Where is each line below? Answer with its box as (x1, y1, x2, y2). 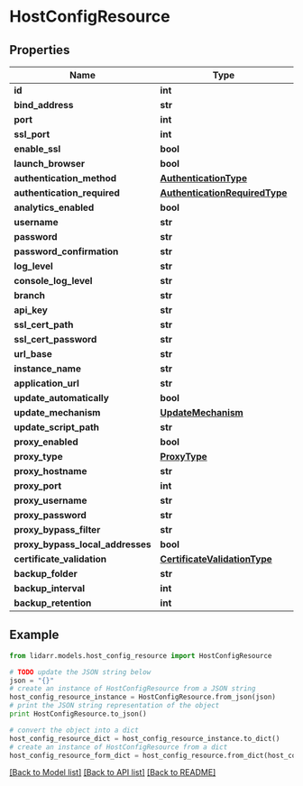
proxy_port (14, 480, 62, 492)
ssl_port (14, 128, 50, 141)
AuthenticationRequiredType (160, 187, 288, 199)
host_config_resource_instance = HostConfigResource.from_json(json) (9, 692, 277, 702)
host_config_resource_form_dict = (9, 751, 140, 760)
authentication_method (14, 172, 117, 184)
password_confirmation (14, 245, 119, 258)
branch (14, 289, 46, 301)
